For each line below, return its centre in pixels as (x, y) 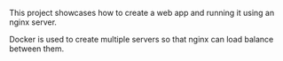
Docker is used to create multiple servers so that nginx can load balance (141, 39)
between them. (37, 49)
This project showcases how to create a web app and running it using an (142, 13)
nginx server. (33, 22)
